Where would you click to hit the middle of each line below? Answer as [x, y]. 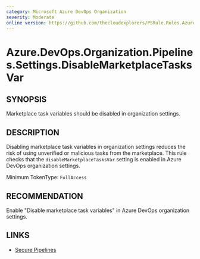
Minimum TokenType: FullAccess [46, 177]
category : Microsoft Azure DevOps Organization [66, 12]
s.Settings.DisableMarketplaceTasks [99, 65]
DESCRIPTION [33, 132]
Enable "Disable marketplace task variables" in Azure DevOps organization [98, 210]
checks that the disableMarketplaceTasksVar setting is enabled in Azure [94, 160]
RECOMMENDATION [45, 196]
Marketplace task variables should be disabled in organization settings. [93, 114]
